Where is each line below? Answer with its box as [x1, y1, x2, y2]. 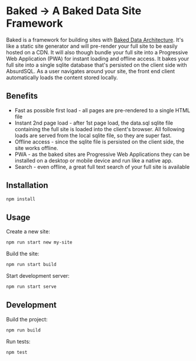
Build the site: [6, 250, 40, 258]
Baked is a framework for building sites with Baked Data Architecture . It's [6, 36, 184, 43]
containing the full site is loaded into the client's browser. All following [14, 125, 185, 132]
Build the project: [6, 316, 48, 323]
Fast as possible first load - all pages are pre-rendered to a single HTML [14, 106, 191, 113]
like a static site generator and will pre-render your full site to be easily [6, 43, 178, 50]
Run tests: [6, 338, 31, 345]
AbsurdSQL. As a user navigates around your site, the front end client [6, 67, 175, 74]
